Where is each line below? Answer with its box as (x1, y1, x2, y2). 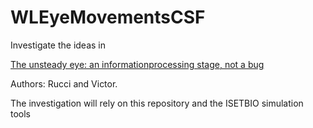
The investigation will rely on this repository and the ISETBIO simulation (10, 97, 304, 109)
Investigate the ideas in (10, 39, 107, 51)
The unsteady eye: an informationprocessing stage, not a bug (10, 58, 265, 70)
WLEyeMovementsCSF (10, 6, 206, 29)
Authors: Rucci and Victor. (10, 77, 118, 90)
